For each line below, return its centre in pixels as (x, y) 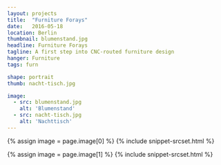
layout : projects (32, 13)
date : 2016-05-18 (35, 26)
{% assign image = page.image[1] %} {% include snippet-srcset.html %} (110, 154)
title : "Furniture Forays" (48, 20)
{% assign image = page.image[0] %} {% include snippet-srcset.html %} (111, 141)
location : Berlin (32, 33)
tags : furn (23, 65)
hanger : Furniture (33, 58)
